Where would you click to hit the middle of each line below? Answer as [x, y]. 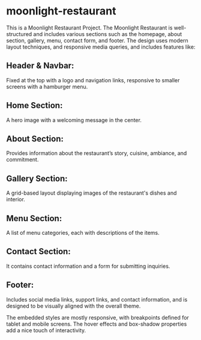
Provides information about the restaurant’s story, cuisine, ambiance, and [97, 153]
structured [19, 34]
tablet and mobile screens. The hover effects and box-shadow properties [97, 324]
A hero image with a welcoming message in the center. [74, 120]
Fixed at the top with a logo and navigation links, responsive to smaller [93, 80]
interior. [16, 199]
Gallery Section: [37, 178]
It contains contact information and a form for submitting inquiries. [88, 266]
